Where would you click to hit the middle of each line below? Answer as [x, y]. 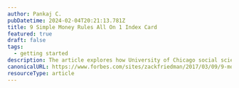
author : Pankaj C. [34, 14]
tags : [15, 47]
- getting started [41, 54]
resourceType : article [41, 73]
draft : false [27, 40]
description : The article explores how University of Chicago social [113, 60]
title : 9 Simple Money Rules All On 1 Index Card [83, 27]
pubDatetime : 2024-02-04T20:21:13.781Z [67, 21]
